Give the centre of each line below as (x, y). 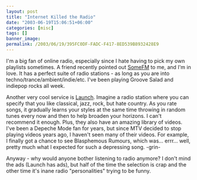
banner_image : (24, 39)
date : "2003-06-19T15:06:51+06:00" (50, 22)
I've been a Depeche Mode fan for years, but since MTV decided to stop (94, 128)
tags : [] (17, 33)
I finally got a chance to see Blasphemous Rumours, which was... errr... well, (98, 141)
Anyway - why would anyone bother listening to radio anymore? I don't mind (98, 158)
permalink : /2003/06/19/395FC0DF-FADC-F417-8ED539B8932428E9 (83, 45)
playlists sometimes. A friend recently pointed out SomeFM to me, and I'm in (98, 67)
